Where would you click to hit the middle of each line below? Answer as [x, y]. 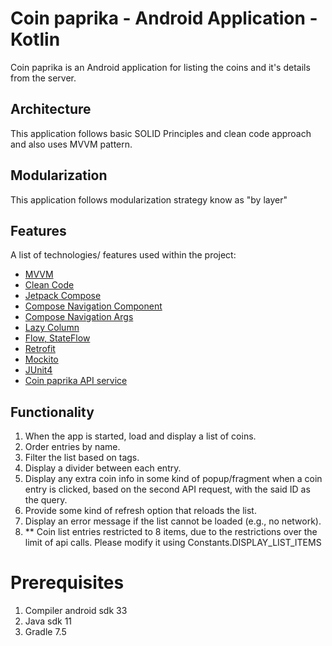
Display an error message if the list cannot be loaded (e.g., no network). [173, 521]
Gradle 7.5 [45, 632]
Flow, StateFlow [57, 338]
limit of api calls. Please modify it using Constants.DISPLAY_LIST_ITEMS [173, 543]
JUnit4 [38, 370]
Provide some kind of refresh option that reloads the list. [140, 511]
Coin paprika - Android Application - [164, 18]
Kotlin [35, 39]
